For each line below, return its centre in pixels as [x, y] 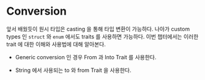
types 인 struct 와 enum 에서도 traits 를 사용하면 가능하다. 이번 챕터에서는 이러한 [102, 36]
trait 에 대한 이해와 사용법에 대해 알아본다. [56, 44]
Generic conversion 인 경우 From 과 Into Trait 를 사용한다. [86, 57]
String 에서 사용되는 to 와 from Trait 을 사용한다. [73, 70]
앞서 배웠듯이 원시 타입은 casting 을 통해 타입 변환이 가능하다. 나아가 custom [98, 29]
